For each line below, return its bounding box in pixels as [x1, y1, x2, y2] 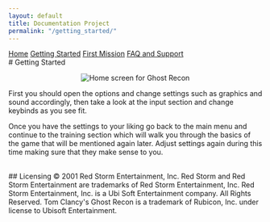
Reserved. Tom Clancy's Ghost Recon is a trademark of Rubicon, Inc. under [8, 197, 260, 207]
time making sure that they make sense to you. [8, 147, 164, 157]
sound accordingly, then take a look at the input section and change [8, 98, 234, 107]
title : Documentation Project [8, 19, 110, 27]
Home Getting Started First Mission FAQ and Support [8, 49, 184, 59]
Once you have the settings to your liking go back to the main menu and [8, 122, 247, 132]
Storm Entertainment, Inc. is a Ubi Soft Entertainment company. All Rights [8, 189, 251, 199]
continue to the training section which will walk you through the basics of [8, 130, 251, 140]
